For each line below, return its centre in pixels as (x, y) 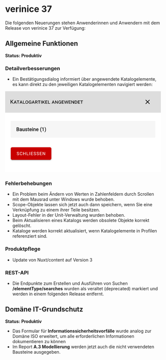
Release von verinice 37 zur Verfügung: (45, 28)
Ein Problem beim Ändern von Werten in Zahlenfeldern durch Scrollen (83, 194)
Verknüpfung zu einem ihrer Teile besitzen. (56, 210)
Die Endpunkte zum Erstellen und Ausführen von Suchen (70, 283)
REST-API (17, 272)
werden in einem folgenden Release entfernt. (58, 294)
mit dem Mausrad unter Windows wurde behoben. (63, 199)
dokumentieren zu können (39, 341)
